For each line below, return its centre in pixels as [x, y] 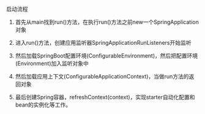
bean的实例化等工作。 [43, 105]
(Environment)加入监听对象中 [52, 63]
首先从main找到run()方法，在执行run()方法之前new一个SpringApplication [107, 22]
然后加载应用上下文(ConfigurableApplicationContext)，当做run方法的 [102, 76]
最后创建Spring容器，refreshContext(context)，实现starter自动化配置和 [105, 97]
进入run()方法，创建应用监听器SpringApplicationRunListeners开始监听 [103, 43]
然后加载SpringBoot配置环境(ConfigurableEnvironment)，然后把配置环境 [106, 56]
